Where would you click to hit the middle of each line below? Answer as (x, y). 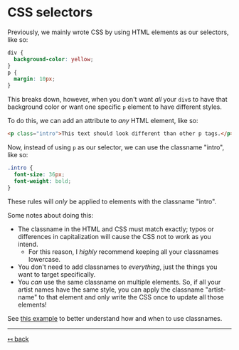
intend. (28, 244)
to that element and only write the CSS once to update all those (131, 297)
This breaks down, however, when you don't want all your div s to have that (117, 100)
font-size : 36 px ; (39, 174)
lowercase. (44, 259)
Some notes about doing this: (51, 215)
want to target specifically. (57, 274)
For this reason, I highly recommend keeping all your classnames (123, 251)
